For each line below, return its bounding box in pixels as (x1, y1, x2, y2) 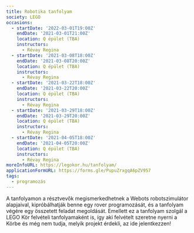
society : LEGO (6, 14, 41, 20)
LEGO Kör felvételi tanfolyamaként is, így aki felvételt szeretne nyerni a (6, 214, 178, 221)
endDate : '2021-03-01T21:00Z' (16, 31, 91, 37)
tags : (6, 173, 19, 179)
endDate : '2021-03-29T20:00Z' (16, 113, 91, 119)
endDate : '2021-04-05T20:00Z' (16, 140, 91, 146)
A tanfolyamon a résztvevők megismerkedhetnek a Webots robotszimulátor (6, 195, 189, 202)
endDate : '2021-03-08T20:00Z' (16, 58, 91, 64)
